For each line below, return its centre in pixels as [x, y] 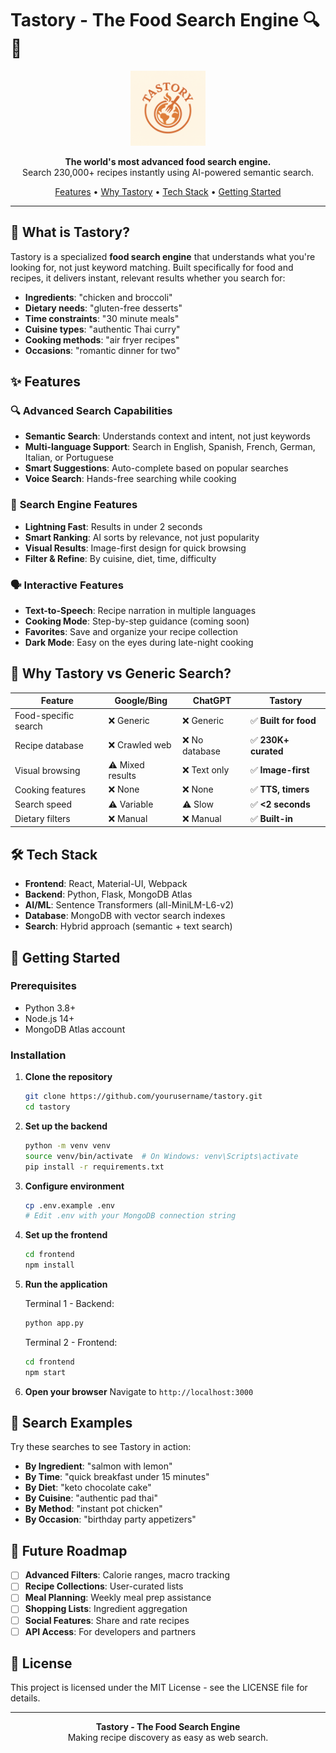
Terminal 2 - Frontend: [71, 1342]
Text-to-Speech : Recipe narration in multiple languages [140, 611]
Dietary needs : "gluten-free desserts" [103, 308]
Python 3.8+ [50, 1008]
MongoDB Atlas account [75, 1029]
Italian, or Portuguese [69, 458]
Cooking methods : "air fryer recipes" [102, 339]
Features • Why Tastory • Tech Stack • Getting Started [168, 191]
